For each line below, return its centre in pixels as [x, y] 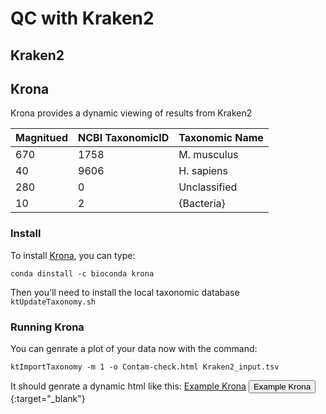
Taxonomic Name [221, 138]
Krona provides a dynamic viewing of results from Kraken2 [131, 113]
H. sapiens [203, 171]
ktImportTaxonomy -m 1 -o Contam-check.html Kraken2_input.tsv [145, 367]
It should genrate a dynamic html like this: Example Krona [128, 386]
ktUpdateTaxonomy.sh [53, 302]
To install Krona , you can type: [73, 255]
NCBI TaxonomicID [124, 138]
